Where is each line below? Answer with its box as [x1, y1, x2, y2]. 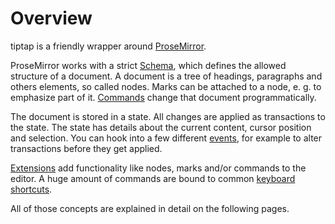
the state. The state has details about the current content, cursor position [10, 121, 312, 133]
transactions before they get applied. [10, 142, 163, 154]
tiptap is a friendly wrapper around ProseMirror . [10, 40, 207, 52]
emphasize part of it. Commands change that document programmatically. [10, 91, 317, 103]
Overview [10, 7, 93, 30]
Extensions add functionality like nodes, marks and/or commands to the [10, 162, 307, 174]
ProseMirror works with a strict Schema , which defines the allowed [10, 59, 287, 71]
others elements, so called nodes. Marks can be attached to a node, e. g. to [10, 80, 322, 92]
